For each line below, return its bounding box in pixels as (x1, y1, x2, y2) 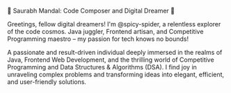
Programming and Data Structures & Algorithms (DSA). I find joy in (7, 63, 197, 71)
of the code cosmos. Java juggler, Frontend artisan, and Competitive (7, 28, 204, 35)
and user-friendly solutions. (7, 78, 87, 86)
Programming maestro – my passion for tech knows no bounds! (7, 35, 189, 43)
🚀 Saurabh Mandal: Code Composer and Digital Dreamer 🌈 (7, 7, 175, 15)
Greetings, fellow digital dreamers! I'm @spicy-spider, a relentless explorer (7, 20, 221, 28)
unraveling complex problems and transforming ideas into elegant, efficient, (7, 70, 225, 78)
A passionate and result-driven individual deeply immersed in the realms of (7, 49, 223, 56)
